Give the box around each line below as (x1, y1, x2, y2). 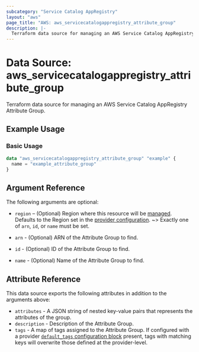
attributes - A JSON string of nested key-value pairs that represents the (14, 308, 193, 314)
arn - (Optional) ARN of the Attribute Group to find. (14, 234, 139, 241)
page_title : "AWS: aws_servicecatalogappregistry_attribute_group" (6, 20, 176, 25)
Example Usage (6, 124, 65, 134)
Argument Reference (6, 183, 85, 193)
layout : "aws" (6, 14, 41, 20)
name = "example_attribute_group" (11, 161, 97, 167)
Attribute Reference (6, 274, 81, 284)
